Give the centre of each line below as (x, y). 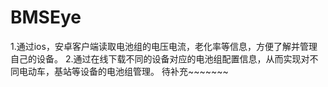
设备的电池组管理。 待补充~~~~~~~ (154, 71)
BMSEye (46, 17)
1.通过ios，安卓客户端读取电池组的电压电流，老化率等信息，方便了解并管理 (164, 46)
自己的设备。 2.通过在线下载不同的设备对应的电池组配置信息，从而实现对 (160, 58)
